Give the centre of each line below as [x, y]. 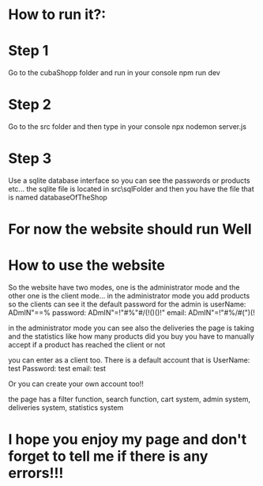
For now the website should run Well [130, 229]
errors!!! [36, 473]
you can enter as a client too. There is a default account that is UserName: [129, 360]
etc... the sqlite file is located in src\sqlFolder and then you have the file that [131, 189]
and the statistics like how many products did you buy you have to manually [131, 336]
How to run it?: [57, 15]
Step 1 [28, 51]
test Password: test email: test [57, 369]
